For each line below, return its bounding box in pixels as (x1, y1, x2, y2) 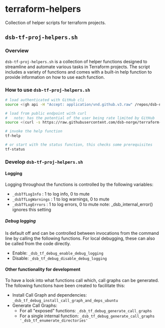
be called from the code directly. (5, 240, 71, 246)
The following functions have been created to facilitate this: (5, 283, 125, 289)
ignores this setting (12, 206, 52, 212)
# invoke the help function (5, 129, 63, 134)
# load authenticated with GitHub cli (5, 97, 84, 102)
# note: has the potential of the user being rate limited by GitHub (5, 115, 155, 121)
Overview (5, 48, 29, 54)
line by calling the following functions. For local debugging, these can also (5, 235, 155, 241)
